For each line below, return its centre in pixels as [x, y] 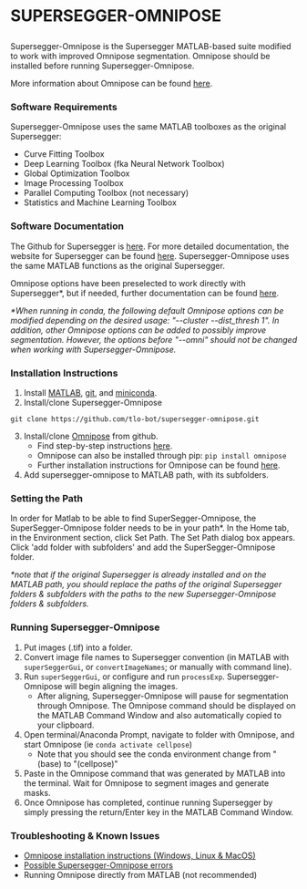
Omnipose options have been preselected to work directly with [128, 283]
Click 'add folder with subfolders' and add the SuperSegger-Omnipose [143, 547]
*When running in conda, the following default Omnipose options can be [147, 310]
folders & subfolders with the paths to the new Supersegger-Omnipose [143, 594]
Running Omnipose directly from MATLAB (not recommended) [140, 874]
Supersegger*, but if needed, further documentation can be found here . [145, 293]
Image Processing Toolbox [73, 183]
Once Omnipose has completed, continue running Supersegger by [148, 802]
